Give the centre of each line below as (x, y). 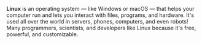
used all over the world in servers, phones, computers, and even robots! (97, 21)
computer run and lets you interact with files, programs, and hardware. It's (100, 15)
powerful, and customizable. (42, 34)
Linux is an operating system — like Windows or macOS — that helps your (100, 9)
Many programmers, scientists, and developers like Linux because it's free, (101, 28)
